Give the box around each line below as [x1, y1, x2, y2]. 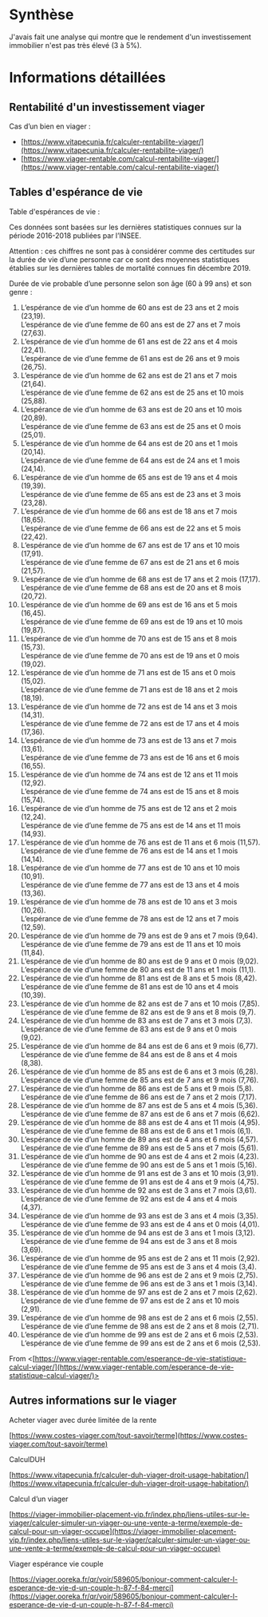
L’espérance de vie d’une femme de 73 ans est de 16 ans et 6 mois [20, 753, 240, 762]
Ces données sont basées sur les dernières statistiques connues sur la [9, 222, 242, 232]
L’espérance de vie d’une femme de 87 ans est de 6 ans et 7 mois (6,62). [20, 1109, 260, 1118]
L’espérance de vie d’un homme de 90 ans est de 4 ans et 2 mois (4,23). [20, 1151, 259, 1161]
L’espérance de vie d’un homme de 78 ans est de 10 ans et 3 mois [20, 896, 238, 906]
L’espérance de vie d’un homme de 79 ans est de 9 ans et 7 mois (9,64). [20, 931, 258, 940]
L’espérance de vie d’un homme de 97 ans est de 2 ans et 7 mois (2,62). [20, 1287, 258, 1297]
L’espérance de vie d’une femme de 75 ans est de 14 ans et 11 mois [20, 820, 242, 830]
